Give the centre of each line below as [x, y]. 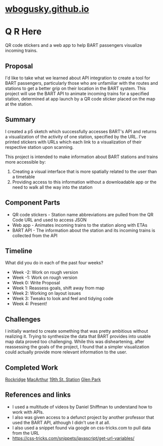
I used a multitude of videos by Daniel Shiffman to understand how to [82, 407]
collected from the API [35, 236]
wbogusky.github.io [47, 9]
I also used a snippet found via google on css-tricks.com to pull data [81, 428]
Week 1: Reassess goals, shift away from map [58, 288]
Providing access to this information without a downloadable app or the [84, 182]
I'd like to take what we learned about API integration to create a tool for [78, 78]
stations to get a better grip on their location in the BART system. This [76, 88]
